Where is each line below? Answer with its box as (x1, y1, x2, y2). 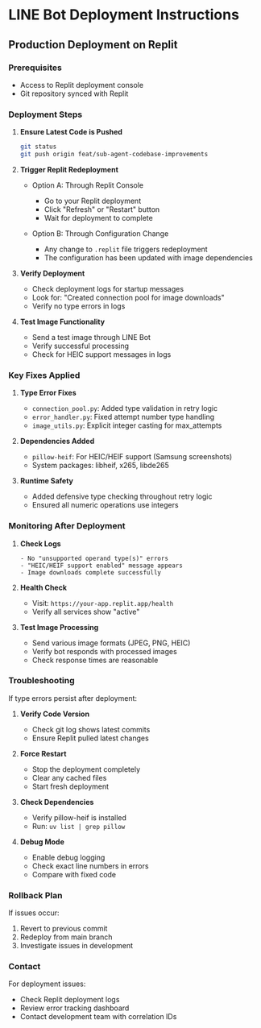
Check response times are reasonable (31, 655, 159, 665)
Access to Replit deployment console (19, 80, 143, 89)
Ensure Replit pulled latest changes (31, 733, 149, 743)
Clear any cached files (31, 773, 107, 782)
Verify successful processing (31, 341, 130, 350)
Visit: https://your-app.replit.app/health (31, 598, 174, 607)
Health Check (19, 582, 67, 592)
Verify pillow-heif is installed (31, 812, 127, 823)
